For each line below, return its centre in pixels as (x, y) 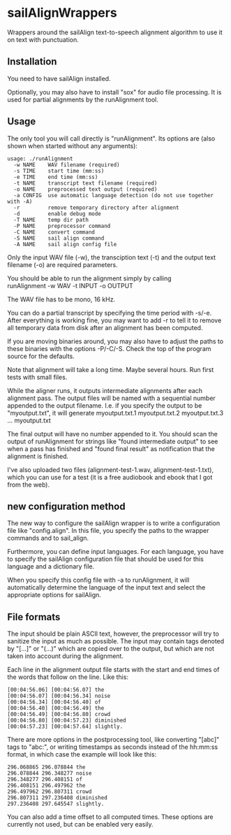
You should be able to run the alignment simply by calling (90, 278)
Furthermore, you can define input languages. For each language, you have (115, 552)
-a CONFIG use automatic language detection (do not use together (114, 195)
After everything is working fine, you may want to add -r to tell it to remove (114, 320)
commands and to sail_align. (48, 538)
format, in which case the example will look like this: (82, 755)
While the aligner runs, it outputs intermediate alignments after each (105, 390)
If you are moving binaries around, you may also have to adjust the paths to (115, 341)
